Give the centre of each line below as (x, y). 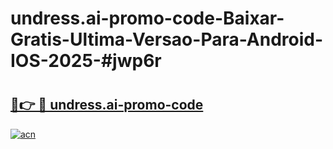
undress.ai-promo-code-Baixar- (147, 18)
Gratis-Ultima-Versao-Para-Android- (167, 39)
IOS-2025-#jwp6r (86, 61)
